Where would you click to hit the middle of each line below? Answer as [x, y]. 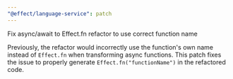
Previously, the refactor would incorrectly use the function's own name [110, 47]
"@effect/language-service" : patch [60, 14]
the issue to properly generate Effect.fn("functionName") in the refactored [116, 62]
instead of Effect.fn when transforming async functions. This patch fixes [114, 55]
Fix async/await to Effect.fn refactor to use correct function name [102, 34]
